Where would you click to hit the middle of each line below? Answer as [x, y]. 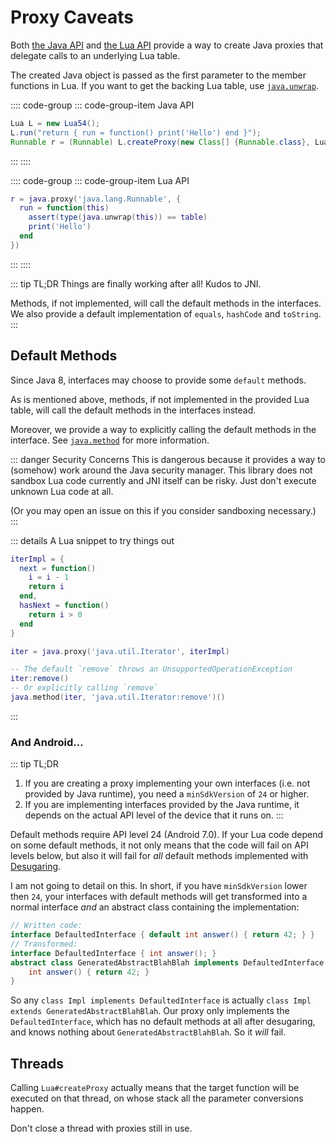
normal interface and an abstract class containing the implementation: [155, 907]
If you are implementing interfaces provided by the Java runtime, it [162, 805]
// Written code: [46, 926]
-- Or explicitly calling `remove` [84, 688]
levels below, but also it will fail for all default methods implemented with [159, 856]
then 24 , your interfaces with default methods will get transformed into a [159, 897]
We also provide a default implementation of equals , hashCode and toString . [166, 313]
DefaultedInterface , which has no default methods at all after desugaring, [163, 1022]
